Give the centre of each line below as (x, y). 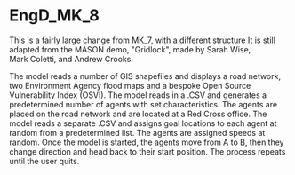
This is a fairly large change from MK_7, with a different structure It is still (142, 40)
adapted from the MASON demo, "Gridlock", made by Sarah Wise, (130, 49)
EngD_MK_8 (55, 16)
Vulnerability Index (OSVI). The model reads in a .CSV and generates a (138, 95)
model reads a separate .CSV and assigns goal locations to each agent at (143, 123)
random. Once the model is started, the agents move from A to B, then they (147, 142)
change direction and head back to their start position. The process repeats (147, 151)
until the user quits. (44, 161)
